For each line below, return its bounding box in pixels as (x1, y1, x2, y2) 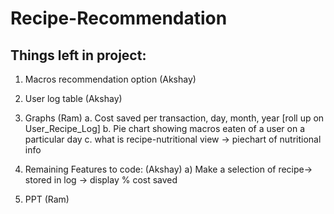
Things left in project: (10, 47, 147, 64)
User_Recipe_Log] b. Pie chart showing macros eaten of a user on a (24, 123, 306, 134)
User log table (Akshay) (24, 93, 123, 104)
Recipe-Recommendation (10, 7, 228, 30)
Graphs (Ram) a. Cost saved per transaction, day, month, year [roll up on (24, 112, 325, 124)
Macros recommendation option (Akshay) (24, 73, 197, 85)
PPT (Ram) (24, 193, 70, 205)
